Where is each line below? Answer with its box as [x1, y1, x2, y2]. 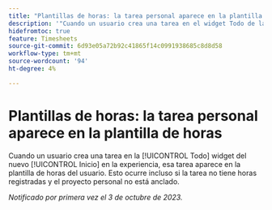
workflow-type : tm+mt [8, 49, 82, 58]
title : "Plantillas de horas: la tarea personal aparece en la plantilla [8, 11, 263, 20]
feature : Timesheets [8, 34, 79, 43]
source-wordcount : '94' [8, 58, 89, 66]
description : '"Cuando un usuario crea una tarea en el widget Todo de [8, 19, 255, 28]
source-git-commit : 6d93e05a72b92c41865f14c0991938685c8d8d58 [8, 42, 223, 50]
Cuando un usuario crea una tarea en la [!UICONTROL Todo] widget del [8, 151, 247, 161]
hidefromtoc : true [8, 27, 70, 35]
